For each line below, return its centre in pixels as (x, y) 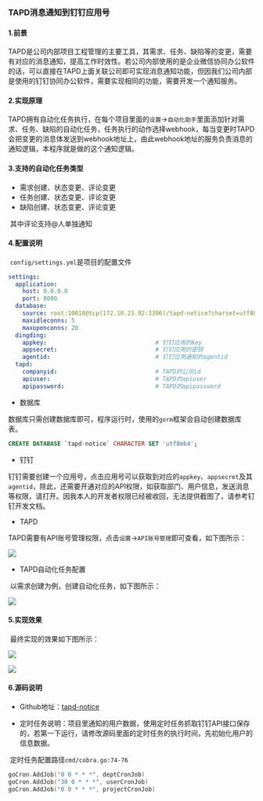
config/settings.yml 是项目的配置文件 (70, 262)
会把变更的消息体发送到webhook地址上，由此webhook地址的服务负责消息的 (130, 139)
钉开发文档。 (29, 506)
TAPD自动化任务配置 (52, 569)
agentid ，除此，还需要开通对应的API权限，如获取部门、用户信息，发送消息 (129, 486)
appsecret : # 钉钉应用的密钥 (113, 350)
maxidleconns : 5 (49, 320)
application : (36, 284)
